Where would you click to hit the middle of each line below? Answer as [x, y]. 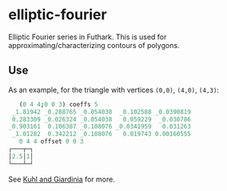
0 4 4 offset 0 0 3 [51, 141]
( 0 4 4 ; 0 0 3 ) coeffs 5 [58, 104]
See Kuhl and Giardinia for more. [62, 179]
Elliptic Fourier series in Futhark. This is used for [88, 37]
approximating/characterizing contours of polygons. [94, 45]
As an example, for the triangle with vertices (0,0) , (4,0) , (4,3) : [114, 90]
